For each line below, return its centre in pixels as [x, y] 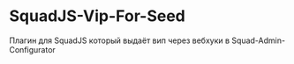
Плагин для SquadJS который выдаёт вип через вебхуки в [120, 40]
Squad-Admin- [258, 40]
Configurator [32, 49]
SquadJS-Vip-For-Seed [97, 16]
